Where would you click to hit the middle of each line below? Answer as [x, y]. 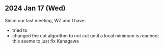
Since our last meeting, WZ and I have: [45, 20]
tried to [20, 30]
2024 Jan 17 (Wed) [35, 8]
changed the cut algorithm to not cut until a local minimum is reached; [86, 35]
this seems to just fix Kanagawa [46, 41]
